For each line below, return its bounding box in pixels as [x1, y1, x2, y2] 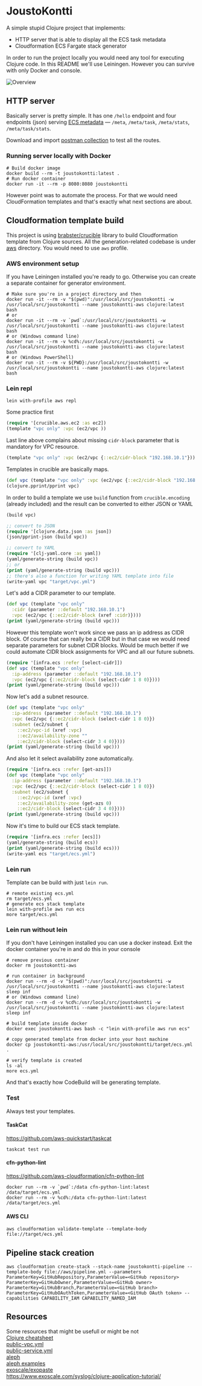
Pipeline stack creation [6, 1247, 95, 1258]
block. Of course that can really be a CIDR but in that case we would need [6, 635, 190, 642]
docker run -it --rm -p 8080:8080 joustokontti [6, 181, 128, 188]
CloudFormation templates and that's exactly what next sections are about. [6, 198, 193, 206]
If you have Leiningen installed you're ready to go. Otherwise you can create [6, 273, 196, 280]
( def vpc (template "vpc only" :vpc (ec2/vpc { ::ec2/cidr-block [6, 478, 171, 484]
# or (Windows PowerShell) [6, 355, 74, 361]
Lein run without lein [6, 925, 68, 934]
